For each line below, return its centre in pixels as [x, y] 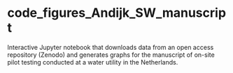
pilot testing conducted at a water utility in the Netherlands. [93, 62]
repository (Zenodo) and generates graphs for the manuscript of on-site [111, 55]
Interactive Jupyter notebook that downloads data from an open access [111, 47]
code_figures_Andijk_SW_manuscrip [116, 13]
